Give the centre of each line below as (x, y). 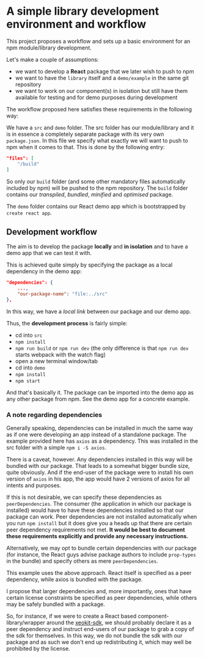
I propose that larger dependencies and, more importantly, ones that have (99, 591)
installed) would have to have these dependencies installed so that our (95, 510)
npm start (28, 381)
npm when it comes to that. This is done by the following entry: (86, 147)
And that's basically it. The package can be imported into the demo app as (100, 392)
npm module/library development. (49, 48)
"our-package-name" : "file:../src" (63, 294)
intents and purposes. (34, 486)
